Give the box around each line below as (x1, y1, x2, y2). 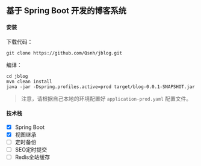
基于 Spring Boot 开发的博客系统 (6, 5, 126, 16)
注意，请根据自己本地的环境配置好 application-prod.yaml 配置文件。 (20, 95, 192, 102)
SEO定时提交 (14, 146, 47, 153)
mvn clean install (6, 79, 52, 84)
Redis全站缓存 (14, 153, 51, 161)
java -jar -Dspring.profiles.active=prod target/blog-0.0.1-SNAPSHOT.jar (6, 83, 196, 90)
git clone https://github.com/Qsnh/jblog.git (6, 50, 122, 56)
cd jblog (6, 73, 28, 79)
